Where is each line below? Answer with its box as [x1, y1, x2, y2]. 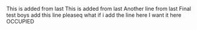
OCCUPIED [6, 18, 35, 25]
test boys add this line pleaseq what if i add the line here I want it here [6, 11, 182, 19]
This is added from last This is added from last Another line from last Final [6, 5, 192, 12]
